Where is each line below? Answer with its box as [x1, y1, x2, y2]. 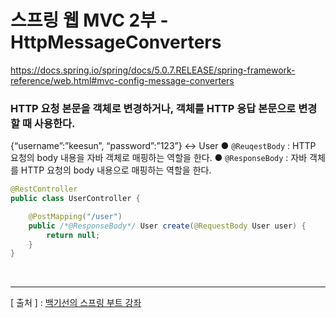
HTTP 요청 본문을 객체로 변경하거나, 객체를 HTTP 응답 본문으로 [10, 101, 297, 115]
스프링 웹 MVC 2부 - [10, 9, 169, 32]
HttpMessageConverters [10, 31, 222, 54]
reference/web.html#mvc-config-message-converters [10, 74, 235, 86]
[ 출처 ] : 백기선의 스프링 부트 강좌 [10, 297, 142, 309]
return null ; [46, 230, 101, 240]
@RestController [10, 184, 78, 195]
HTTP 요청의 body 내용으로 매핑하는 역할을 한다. [20, 164, 212, 176]
